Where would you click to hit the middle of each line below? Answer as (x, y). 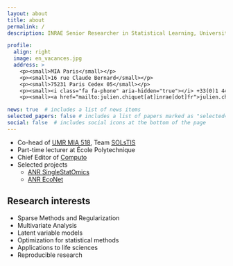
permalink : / (26, 26)
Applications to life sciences (58, 247)
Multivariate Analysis (47, 225)
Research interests (49, 201)
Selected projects (42, 165)
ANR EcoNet (45, 179)
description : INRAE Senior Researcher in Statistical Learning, (102, 33)
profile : (20, 46)
